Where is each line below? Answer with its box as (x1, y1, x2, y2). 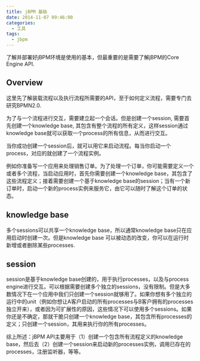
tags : (6, 31, 20, 37)
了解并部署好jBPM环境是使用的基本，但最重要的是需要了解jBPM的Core (6, 54, 180, 60)
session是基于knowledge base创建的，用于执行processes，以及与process (6, 276, 189, 283)
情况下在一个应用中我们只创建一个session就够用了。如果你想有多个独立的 (11, 290, 192, 298)
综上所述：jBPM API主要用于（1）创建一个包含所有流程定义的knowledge (6, 333, 183, 341)
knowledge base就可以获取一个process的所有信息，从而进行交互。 (6, 129, 171, 136)
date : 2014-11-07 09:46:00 (6, 14, 73, 20)
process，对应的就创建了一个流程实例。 (6, 149, 104, 157)
